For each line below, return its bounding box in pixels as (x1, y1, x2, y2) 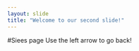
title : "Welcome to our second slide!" (7, 17, 125, 24)
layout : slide (7, 10, 49, 17)
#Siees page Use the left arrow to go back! (7, 36, 132, 44)
